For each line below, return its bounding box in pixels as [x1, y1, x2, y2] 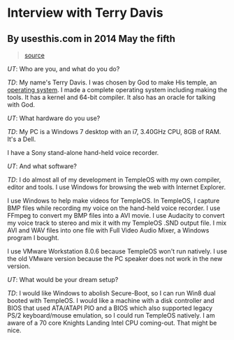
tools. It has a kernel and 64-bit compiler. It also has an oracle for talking [7, 93, 216, 101]
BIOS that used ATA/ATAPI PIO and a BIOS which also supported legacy [7, 304, 213, 312]
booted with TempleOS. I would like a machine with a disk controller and [7, 297, 214, 304]
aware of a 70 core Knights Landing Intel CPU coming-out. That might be [7, 319, 217, 327]
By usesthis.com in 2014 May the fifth [7, 33, 176, 45]
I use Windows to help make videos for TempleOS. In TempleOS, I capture [7, 197, 220, 205]
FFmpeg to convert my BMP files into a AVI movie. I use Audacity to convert [7, 212, 225, 219]
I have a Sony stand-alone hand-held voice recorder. [7, 149, 159, 156]
